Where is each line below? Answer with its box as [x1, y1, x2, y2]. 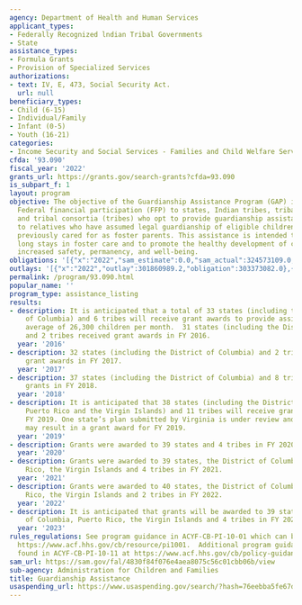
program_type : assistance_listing [9, 289, 139, 298]
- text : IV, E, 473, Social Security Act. [9, 80, 171, 89]
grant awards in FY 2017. [25, 357, 123, 366]
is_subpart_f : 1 [9, 181, 70, 190]
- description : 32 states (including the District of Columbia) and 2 [9, 348, 280, 357]
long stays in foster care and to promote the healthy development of [17, 239, 288, 248]
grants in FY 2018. [25, 382, 99, 391]
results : [9, 298, 42, 307]
